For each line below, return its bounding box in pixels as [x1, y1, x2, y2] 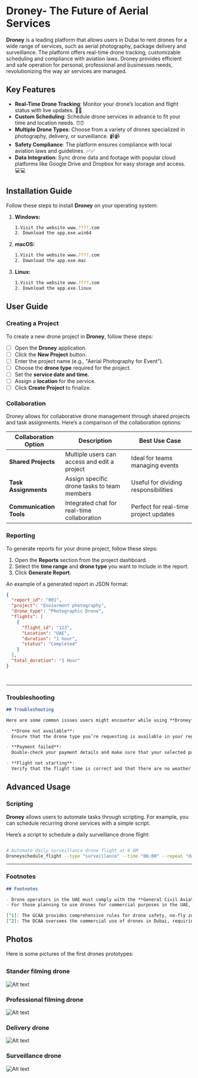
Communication [9, 503, 55, 511]
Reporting [6, 531, 35, 540]
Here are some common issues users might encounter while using [6, 717, 167, 723]
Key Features [6, 84, 56, 95]
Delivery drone [6, 1023, 49, 1031]
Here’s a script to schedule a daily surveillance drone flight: [6, 831, 150, 838]
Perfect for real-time [131, 503, 189, 511]
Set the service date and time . [14, 371, 90, 378]
